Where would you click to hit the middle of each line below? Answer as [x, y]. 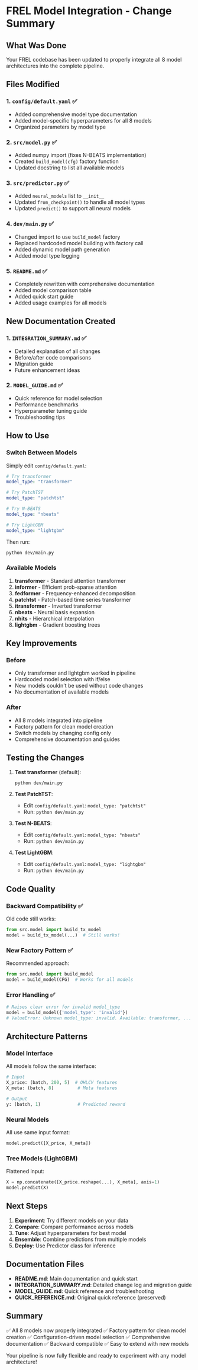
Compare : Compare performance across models [74, 1227]
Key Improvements [42, 644]
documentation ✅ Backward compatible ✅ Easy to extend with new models [98, 1343]
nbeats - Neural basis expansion [55, 612]
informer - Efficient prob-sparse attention [66, 587]
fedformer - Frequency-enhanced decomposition [75, 593]
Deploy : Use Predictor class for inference [65, 1246]
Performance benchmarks [46, 405]
